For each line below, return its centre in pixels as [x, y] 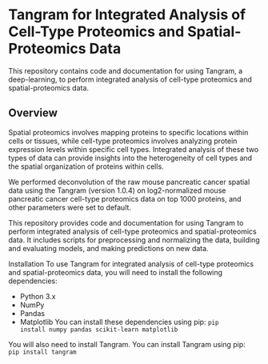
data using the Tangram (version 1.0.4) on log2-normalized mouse [117, 190]
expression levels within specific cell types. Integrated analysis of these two [134, 149]
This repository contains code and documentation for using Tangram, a [126, 70]
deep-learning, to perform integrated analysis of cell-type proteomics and [130, 79]
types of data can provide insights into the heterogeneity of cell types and [130, 158]
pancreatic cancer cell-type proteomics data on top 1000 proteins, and [125, 198]
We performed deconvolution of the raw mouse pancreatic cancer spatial [129, 182]
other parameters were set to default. [70, 207]
